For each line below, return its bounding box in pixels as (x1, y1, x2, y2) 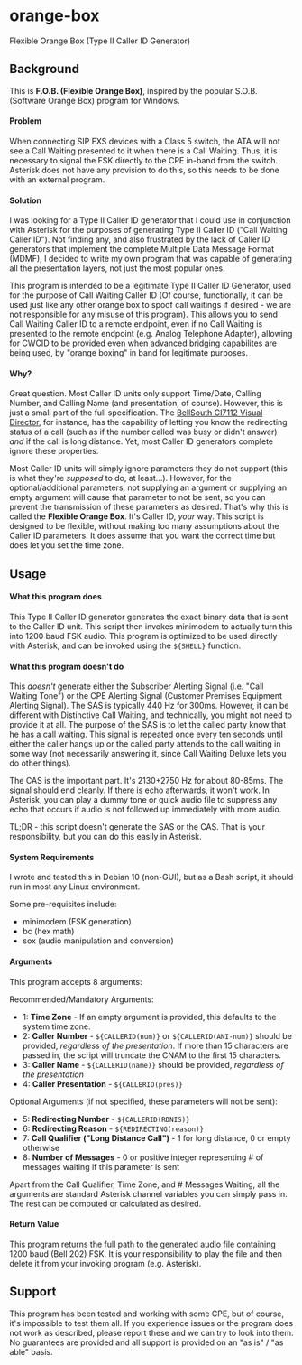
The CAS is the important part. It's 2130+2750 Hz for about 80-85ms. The (9, 775, 284, 786)
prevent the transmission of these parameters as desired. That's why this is (9, 502, 289, 513)
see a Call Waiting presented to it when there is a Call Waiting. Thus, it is (9, 145, 278, 156)
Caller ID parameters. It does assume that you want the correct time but (9, 530, 276, 542)
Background (9, 61, 79, 77)
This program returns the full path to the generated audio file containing (9, 1239, 277, 1249)
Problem (9, 116, 42, 126)
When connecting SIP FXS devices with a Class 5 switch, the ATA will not (9, 135, 281, 146)
